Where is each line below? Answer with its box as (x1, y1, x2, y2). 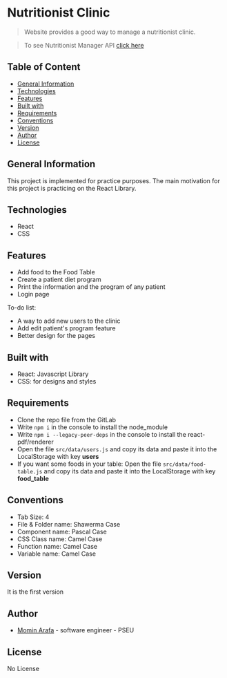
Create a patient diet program (17, 275, 101, 284)
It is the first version (7, 587, 64, 596)
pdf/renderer (17, 437, 54, 446)
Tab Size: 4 (17, 513, 50, 521)
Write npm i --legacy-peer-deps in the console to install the (17, 430, 186, 438)
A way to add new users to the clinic (17, 317, 121, 326)
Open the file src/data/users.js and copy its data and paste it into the (17, 444, 217, 453)
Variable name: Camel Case (17, 549, 97, 558)
